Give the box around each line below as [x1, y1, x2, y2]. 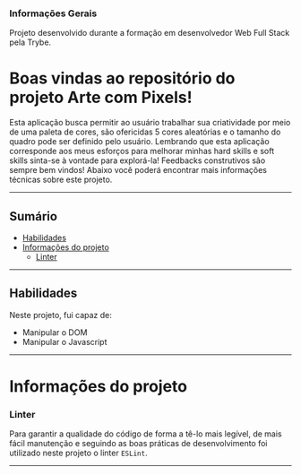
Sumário [9, 209, 58, 224]
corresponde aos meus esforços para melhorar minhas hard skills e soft [9, 146, 275, 157]
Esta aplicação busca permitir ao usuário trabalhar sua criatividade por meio [9, 117, 291, 128]
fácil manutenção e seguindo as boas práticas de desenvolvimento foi [9, 438, 268, 449]
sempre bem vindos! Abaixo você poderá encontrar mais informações [9, 165, 267, 176]
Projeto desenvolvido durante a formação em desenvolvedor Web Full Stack [9, 28, 290, 39]
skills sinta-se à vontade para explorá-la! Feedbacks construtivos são [9, 155, 266, 166]
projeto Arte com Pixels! [9, 88, 193, 108]
